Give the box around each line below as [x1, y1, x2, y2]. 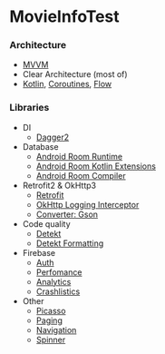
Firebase [22, 247, 56, 258]
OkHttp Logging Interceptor [35, 199, 140, 210]
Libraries [9, 102, 50, 114]
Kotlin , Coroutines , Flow [22, 79, 112, 90]
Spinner [35, 334, 66, 345]
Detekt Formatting [35, 238, 104, 249]
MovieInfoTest [9, 6, 120, 27]
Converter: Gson [35, 209, 98, 220]
